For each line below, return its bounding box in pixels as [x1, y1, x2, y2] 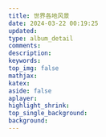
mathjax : [8, 72, 38, 80]
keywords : [8, 57, 42, 65]
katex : [8, 79, 31, 87]
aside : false [8, 86, 52, 95]
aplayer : [8, 94, 38, 102]
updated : [8, 27, 38, 35]
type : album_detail [8, 34, 74, 43]
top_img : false [8, 64, 59, 73]
